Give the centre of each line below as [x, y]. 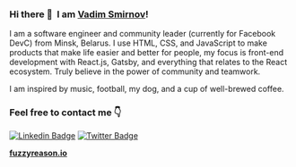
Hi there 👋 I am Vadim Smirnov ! [79, 14]
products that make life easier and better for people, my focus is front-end [147, 53]
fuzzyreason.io [38, 153]
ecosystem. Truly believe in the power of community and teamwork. [135, 71]
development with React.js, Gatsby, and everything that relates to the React [148, 63]
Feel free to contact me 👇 [65, 113]
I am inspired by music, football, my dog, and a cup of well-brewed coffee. [147, 89]
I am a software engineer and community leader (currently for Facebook [143, 34]
